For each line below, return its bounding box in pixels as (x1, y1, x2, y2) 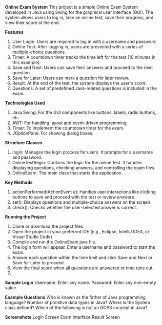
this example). (12, 60, 41, 65)
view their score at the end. (5, 20, 60, 25)
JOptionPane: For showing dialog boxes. (12, 130, 94, 136)
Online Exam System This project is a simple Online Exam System (5, 4, 138, 10)
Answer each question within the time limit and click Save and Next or (12, 255, 153, 260)
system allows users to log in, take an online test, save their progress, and (5, 15, 154, 20)
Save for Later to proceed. (12, 260, 65, 265)
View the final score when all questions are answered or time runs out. (12, 265, 154, 271)
